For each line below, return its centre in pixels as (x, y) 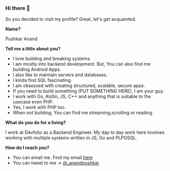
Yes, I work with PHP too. (39, 107)
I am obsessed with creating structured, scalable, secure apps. (79, 85)
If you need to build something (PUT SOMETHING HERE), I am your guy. (88, 91)
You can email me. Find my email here (53, 158)
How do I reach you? (27, 148)
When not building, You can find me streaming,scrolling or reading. (83, 113)
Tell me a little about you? (33, 49)
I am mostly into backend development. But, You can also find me (81, 64)
